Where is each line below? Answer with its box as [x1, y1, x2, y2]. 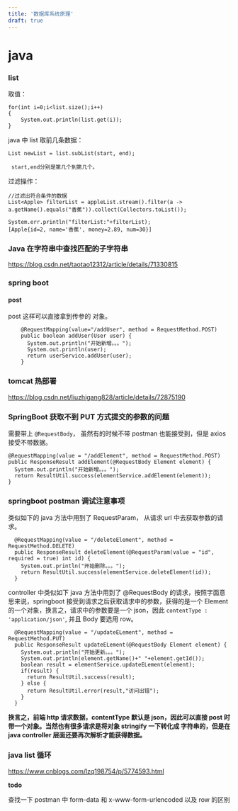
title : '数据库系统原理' [8, 10, 74, 18]
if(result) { [21, 667, 59, 675]
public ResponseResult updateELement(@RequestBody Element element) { [14, 642, 227, 649]
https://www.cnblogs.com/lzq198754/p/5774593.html [8, 766, 165, 776]
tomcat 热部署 [8, 376, 57, 386]
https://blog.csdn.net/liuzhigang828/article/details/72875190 [8, 392, 186, 401]
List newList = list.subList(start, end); [8, 149, 135, 157]
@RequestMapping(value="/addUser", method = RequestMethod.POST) [21, 327, 218, 334]
